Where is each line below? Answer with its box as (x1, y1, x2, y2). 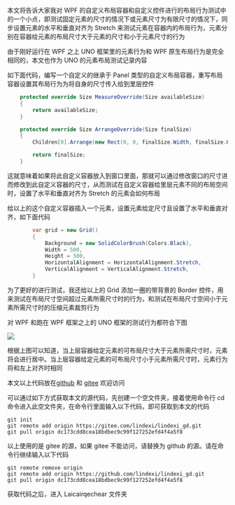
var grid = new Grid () (32, 226, 99, 233)
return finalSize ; (32, 151, 86, 159)
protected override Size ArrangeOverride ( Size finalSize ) (20, 125, 192, 133)
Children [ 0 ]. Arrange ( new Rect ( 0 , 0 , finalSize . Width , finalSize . (32, 139, 227, 146)
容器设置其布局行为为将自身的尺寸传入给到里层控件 (7, 80, 155, 88)
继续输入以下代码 (19, 450, 69, 459)
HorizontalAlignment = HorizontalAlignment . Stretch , (44, 259, 201, 266)
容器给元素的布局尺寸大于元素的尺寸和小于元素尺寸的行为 (19, 32, 185, 41)
